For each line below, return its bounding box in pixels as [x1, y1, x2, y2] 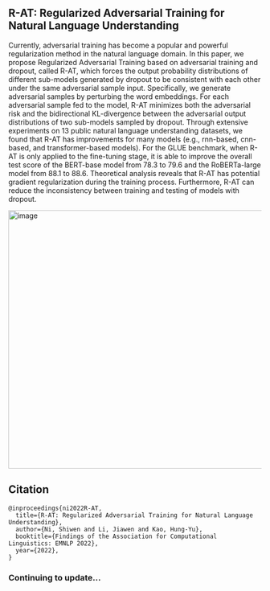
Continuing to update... [8, 572, 101, 583]
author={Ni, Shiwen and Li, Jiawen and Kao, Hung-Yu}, [15, 525, 203, 533]
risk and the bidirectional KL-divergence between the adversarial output [8, 109, 247, 118]
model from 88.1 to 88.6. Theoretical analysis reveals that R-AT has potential [8, 168, 260, 178]
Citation [8, 482, 50, 497]
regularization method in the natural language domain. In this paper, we [8, 48, 244, 59]
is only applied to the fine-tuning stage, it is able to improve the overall [18, 151, 252, 161]
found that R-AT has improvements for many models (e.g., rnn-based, [8, 134, 239, 144]
